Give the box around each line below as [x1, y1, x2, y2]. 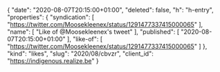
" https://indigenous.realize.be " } [7, 57, 99, 64]
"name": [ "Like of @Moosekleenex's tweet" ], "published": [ [7, 27, 180, 36]
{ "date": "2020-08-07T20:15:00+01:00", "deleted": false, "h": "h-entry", [7, 6, 214, 14]
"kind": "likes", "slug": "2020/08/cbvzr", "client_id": [7, 49, 154, 58]
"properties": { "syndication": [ [7, 13, 95, 21]
